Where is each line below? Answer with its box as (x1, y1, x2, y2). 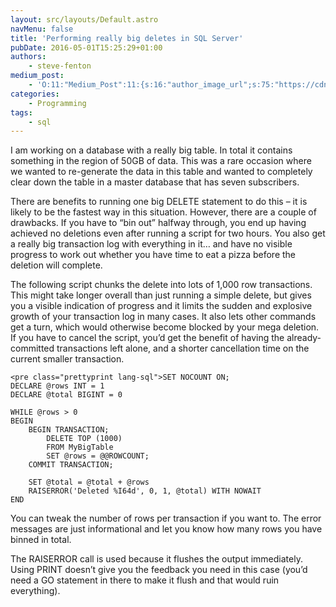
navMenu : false (10, 24, 74, 34)
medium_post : (10, 71, 65, 81)
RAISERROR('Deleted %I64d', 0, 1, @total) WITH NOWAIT (28, 486, 262, 496)
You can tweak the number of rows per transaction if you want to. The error (10, 512, 322, 525)
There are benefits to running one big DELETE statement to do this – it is (10, 196, 308, 208)
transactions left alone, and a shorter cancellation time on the (56, 342, 310, 355)
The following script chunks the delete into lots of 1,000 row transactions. (10, 279, 313, 291)
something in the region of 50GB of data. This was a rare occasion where (10, 155, 312, 167)
